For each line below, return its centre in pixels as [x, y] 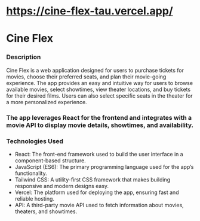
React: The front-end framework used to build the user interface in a [99, 154]
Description [24, 57]
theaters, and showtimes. [46, 211]
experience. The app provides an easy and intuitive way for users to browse [99, 83]
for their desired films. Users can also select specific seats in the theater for [99, 96]
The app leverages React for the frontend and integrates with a [99, 117]
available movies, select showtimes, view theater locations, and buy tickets [99, 89]
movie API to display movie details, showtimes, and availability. [100, 125]
